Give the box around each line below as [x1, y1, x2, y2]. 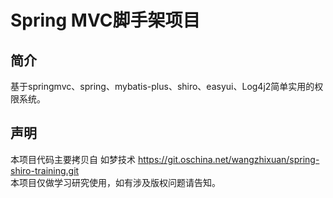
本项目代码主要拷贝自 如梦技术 [10, 153, 136, 165]
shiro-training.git [10, 164, 80, 176]
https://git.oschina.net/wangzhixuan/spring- [137, 153, 320, 165]
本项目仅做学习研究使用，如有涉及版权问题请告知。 [10, 176, 221, 188]
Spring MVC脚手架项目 [10, 9, 201, 32]
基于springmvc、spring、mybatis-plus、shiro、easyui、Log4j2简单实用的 [10, 81, 315, 92]
